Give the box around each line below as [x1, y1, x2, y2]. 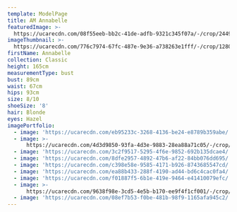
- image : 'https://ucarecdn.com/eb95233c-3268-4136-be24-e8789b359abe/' [13, 129, 232, 136]
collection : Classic [7, 57, 68, 64]
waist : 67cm [7, 83, 42, 90]
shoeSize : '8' [7, 102, 49, 110]
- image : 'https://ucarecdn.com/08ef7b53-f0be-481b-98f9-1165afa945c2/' [13, 194, 232, 201]
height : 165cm [7, 63, 49, 70]
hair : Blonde [7, 109, 46, 116]
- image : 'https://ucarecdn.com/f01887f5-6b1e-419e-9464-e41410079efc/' [13, 175, 232, 182]
